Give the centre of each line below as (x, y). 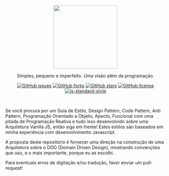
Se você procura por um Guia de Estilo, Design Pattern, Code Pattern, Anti (83, 111)
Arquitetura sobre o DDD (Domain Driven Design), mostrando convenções (83, 147)
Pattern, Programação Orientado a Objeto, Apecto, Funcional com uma (79, 116)
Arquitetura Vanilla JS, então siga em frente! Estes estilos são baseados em (84, 127)
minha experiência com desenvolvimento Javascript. (61, 132)
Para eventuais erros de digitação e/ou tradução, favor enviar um (74, 163)
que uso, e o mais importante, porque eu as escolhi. (60, 153)
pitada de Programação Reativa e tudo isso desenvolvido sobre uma (77, 121)
